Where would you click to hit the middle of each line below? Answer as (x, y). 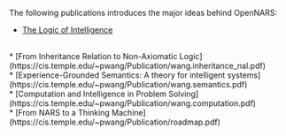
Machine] (129, 113)
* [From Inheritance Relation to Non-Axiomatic (93, 56)
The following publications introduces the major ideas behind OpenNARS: (143, 13)
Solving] (183, 94)
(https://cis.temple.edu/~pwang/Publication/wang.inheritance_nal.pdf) (138, 66)
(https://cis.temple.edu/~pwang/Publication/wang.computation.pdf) (133, 103)
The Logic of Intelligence (67, 30)
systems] (244, 75)
